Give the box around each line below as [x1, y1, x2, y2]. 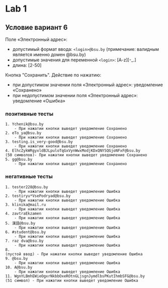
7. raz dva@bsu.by [5, 238, 44, 243]
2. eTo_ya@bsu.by [5, 130, 42, 136]
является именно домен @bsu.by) [12, 51, 87, 57]
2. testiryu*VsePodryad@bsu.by [5, 193, 71, 198]
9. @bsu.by [5, 256, 28, 261]
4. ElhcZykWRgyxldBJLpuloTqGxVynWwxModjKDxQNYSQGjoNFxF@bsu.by [5, 148, 141, 154]
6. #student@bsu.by [5, 230, 46, 235]
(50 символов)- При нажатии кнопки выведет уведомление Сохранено [5, 153, 147, 158]
